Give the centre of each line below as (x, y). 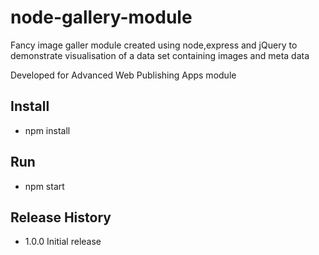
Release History (61, 217)
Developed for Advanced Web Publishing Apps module (123, 75)
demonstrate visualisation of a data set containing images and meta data (160, 55)
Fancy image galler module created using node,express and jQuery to (154, 45)
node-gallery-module (101, 17)
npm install (47, 130)
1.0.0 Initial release (63, 242)
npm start (44, 186)
